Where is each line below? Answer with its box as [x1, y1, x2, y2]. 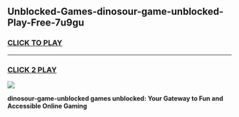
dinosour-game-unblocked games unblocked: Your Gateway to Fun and [7, 94, 224, 102]
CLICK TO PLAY [7, 38, 63, 48]
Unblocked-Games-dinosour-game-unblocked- [7, 6, 224, 18]
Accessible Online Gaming [7, 101, 87, 110]
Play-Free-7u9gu [7, 17, 85, 29]
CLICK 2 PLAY [7, 65, 57, 74]
